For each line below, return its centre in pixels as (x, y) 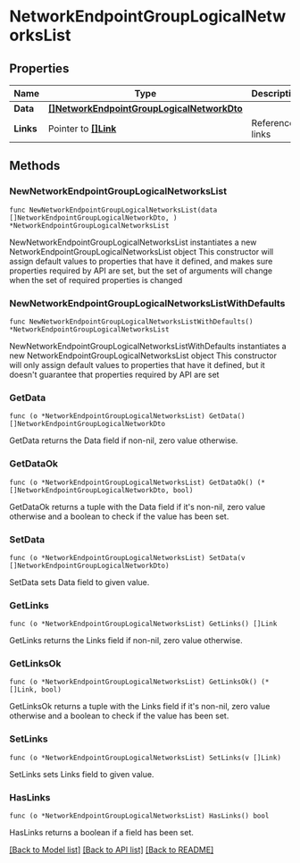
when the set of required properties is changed (96, 280)
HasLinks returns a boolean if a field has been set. (101, 833)
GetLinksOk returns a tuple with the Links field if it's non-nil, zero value (140, 707)
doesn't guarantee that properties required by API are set (114, 374)
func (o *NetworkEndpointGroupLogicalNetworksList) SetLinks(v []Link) (145, 758)
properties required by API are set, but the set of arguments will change (141, 271)
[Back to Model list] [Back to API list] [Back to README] (112, 850)
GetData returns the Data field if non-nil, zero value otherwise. (124, 440)
